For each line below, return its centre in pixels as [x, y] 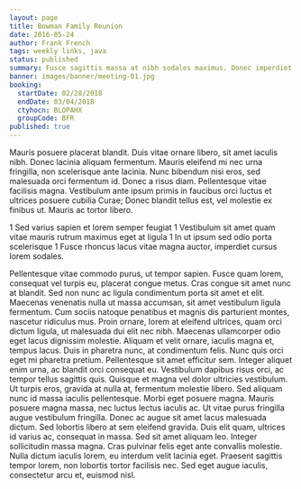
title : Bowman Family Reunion [66, 26]
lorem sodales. [37, 256]
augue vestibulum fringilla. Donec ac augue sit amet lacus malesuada [138, 417]
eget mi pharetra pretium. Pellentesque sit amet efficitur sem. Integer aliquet [151, 360]
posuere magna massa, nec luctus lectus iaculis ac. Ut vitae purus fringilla [147, 408]
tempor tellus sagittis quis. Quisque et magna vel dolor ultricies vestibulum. [149, 379]
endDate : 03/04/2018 [56, 101]
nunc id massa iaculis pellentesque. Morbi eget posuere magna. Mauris [142, 398]
